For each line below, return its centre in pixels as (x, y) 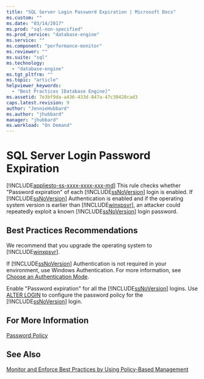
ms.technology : (26, 63)
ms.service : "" (26, 40)
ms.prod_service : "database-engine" (53, 35)
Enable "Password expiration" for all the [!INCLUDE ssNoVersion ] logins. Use (102, 288)
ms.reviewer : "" (27, 52)
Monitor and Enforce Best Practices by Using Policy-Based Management (97, 369)
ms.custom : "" (24, 18)
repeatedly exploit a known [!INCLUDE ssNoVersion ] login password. (92, 212)
